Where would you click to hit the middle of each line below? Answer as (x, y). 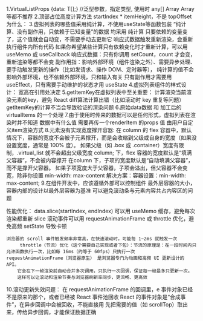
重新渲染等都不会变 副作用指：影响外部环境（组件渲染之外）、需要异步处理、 (101, 62)
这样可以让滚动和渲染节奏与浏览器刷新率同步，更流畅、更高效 (82, 277)
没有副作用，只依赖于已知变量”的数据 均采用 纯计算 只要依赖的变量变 (102, 31)
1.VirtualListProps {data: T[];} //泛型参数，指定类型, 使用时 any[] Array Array (100, 9)
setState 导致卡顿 (45, 226)
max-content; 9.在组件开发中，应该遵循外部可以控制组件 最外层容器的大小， (101, 183)
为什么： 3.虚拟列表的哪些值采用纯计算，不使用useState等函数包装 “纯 (94, 24)
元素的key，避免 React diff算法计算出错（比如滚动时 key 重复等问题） (98, 100)
